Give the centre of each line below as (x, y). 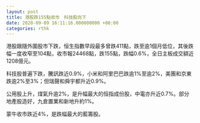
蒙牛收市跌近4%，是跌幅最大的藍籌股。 (55, 114)
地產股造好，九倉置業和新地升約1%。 (52, 102)
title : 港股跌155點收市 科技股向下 (46, 17)
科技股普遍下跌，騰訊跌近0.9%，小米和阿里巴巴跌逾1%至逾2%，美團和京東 (99, 74)
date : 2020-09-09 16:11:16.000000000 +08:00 (62, 23)
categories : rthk (28, 28)
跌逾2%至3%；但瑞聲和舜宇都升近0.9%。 (58, 81)
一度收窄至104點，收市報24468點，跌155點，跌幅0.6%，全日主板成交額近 (102, 54)
